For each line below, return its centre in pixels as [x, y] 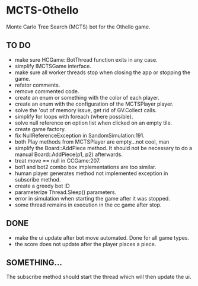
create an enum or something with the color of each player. [87, 97]
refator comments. [37, 85]
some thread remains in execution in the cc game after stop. [88, 205]
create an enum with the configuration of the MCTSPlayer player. [94, 104]
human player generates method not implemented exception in [91, 173]
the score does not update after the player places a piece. [85, 244]
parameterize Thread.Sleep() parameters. [66, 192]
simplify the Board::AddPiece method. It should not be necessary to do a [103, 148]
